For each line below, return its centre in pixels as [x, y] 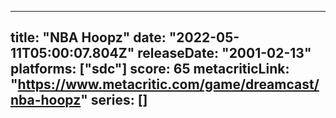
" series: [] [114, 100]
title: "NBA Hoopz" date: [88, 37]
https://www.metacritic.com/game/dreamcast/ [168, 84]
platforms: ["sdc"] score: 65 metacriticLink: [150, 69]
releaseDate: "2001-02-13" [224, 53]
